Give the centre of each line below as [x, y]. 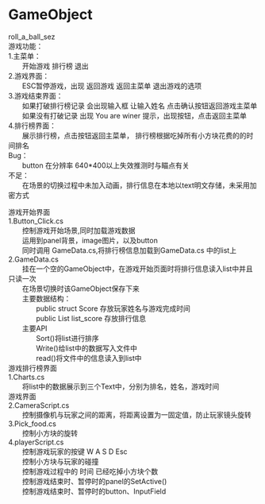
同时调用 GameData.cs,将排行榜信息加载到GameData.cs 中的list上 [129, 250]
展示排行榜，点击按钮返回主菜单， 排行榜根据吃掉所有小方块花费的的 [134, 135]
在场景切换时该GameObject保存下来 [81, 289]
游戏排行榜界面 [33, 368]
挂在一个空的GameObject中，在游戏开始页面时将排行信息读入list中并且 [137, 269]
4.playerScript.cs [36, 442]
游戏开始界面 [29, 211]
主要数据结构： [46, 298]
